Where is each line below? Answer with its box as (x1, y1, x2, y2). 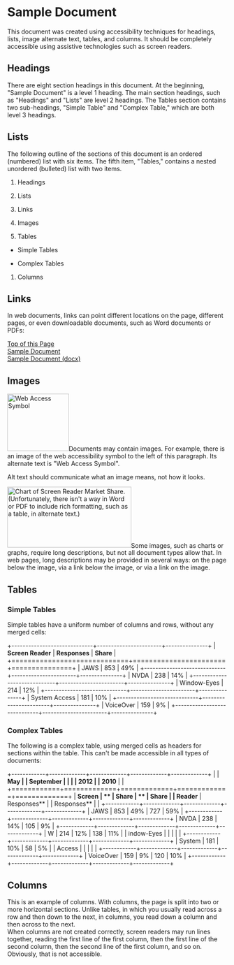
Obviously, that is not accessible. (7, 950, 103, 958)
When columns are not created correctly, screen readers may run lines (7, 927, 211, 936)
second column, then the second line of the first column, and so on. (7, 943, 203, 951)
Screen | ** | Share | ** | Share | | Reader (77, 792, 198, 801)
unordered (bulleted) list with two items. (7, 164, 122, 173)
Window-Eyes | (179, 679, 224, 687)
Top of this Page (7, 340, 54, 348)
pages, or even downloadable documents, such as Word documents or (7, 319, 212, 327)
